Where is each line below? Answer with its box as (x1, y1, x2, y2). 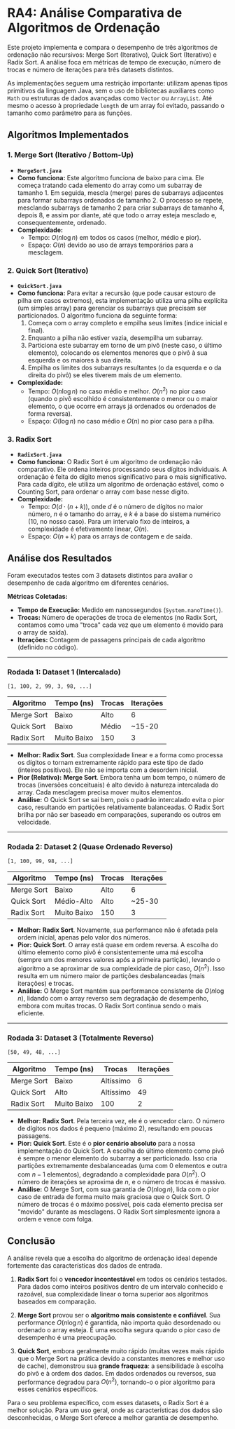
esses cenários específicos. (17, 1385, 99, 1393)
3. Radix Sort (7, 434, 52, 444)
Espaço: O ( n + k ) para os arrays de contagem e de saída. (27, 531, 192, 541)
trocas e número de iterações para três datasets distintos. (7, 65, 174, 74)
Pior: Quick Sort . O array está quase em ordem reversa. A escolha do (17, 941, 219, 949)
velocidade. (17, 818, 51, 826)
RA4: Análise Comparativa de (7, 5, 183, 21)
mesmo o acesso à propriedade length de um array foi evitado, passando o (7, 101, 225, 109)
